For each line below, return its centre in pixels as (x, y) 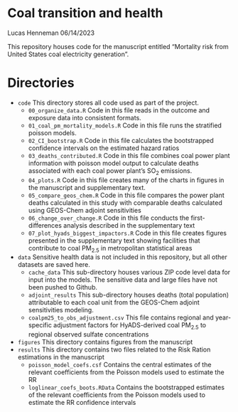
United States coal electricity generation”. (68, 54)
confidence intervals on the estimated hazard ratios (104, 148)
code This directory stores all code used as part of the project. (108, 102)
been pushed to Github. (63, 287)
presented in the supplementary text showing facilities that (114, 241)
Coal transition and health (85, 13)
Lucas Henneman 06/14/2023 (51, 33)
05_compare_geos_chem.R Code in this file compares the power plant (126, 195)
